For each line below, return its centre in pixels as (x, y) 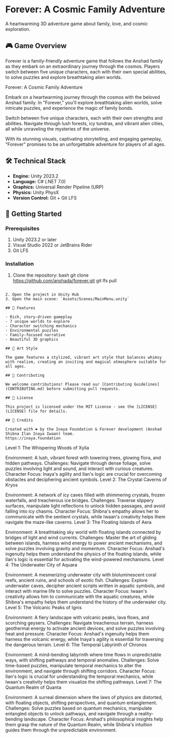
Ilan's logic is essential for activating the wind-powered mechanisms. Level (85, 559)
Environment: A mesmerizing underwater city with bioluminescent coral (81, 575)
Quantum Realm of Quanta (33, 687)
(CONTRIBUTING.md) (25, 389)
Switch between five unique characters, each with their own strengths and (84, 118)
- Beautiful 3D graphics (32, 339)
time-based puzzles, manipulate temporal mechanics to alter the (74, 665)
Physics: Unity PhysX (36, 192)
